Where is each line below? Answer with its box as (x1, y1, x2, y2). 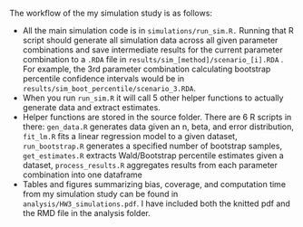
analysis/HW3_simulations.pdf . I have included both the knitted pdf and (22, 198, 290, 209)
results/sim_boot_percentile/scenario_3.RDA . (22, 83, 197, 93)
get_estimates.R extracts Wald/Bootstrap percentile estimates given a (22, 150, 284, 161)
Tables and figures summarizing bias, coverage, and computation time (22, 179, 287, 189)
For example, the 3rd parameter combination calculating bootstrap (22, 63, 271, 74)
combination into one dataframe (22, 169, 143, 180)
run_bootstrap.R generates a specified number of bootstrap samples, (22, 140, 283, 151)
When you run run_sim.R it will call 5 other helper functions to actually (22, 92, 284, 103)
